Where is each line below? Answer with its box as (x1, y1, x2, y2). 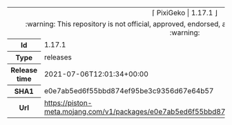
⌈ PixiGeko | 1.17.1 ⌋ (151, 8, 217, 17)
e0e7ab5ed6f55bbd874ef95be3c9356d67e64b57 (43, 86, 214, 95)
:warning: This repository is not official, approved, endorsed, (25, 19, 221, 28)
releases (43, 52, 72, 61)
